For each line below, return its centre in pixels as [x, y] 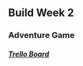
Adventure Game [41, 35]
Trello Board [29, 53]
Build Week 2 [41, 13]
